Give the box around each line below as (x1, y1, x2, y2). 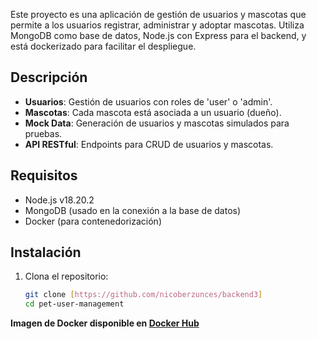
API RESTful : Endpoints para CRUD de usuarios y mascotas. (24, 138, 274, 150)
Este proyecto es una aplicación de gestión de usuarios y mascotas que (10, 9, 307, 20)
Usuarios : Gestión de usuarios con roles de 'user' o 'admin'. (24, 95, 273, 108)
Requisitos (10, 167, 78, 184)
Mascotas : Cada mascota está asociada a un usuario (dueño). (24, 106, 282, 118)
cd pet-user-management (24, 299, 125, 309)
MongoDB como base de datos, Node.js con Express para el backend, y (10, 30, 307, 41)
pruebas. (24, 127, 63, 139)
